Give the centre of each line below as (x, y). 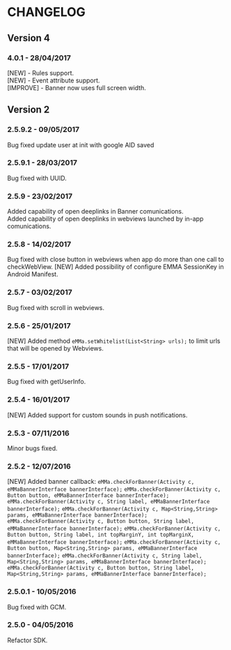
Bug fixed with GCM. (37, 607)
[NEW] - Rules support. (41, 73)
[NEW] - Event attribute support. (54, 80)
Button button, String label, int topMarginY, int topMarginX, (101, 535)
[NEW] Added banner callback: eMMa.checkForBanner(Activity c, (101, 482)
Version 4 (29, 38)
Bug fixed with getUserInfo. (47, 382)
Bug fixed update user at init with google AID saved (81, 145)
